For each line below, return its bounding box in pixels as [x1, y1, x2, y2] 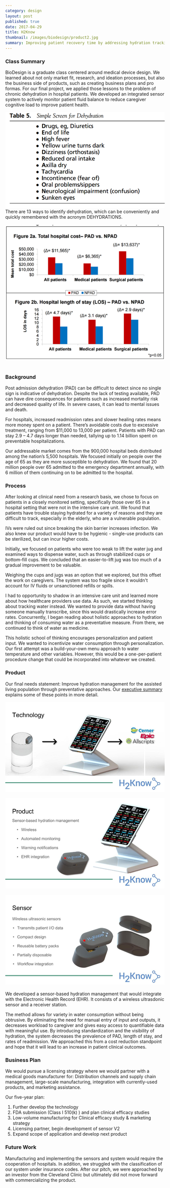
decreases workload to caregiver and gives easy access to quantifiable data [5, 1022, 164, 1028]
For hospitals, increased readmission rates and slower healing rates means [5, 417, 161, 422]
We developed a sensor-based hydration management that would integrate [5, 991, 162, 997]
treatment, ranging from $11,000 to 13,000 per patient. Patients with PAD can [5, 427, 165, 433]
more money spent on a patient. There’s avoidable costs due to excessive [5, 422, 158, 428]
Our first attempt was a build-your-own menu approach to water [5, 646, 139, 652]
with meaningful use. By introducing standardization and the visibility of [5, 1028, 155, 1034]
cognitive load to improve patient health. [5, 102, 90, 108]
